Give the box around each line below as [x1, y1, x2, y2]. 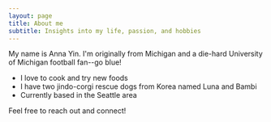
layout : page [8, 11, 53, 20]
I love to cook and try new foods [19, 74, 128, 83]
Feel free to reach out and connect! [8, 106, 127, 116]
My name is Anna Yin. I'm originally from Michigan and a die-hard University [8, 49, 264, 59]
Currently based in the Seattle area [19, 90, 138, 100]
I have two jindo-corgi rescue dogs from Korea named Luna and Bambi [19, 82, 257, 91]
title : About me [8, 19, 63, 27]
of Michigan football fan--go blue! [8, 57, 122, 67]
